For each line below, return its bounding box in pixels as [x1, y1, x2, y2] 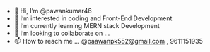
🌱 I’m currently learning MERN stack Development [13, 22, 161, 30]
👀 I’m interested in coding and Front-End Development [13, 14, 173, 22]
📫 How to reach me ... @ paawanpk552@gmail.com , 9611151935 [13, 37, 204, 45]
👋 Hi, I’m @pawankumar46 [13, 7, 92, 15]
